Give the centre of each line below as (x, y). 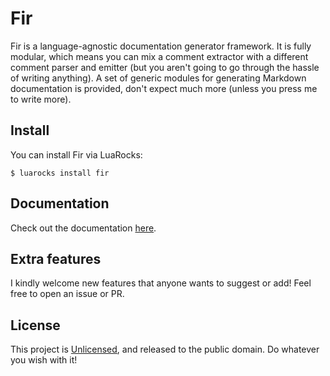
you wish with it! (44, 360)
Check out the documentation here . (83, 228)
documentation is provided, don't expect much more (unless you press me (164, 88)
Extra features (56, 258)
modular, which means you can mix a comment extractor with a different (159, 56)
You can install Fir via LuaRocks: (76, 154)
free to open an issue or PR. (67, 294)
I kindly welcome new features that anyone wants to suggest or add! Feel (161, 283)
